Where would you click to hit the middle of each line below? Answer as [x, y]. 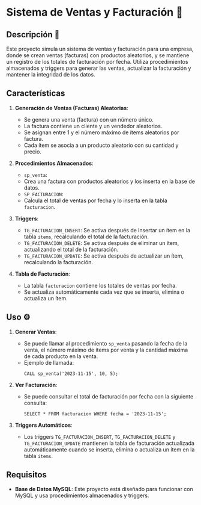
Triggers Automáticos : [44, 425]
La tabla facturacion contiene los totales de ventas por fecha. [100, 285]
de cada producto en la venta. [61, 356]
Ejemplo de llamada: [49, 362]
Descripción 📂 [33, 35]
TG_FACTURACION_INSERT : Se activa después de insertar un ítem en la [107, 230]
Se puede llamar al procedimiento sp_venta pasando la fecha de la [106, 343]
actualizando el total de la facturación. [71, 249]
